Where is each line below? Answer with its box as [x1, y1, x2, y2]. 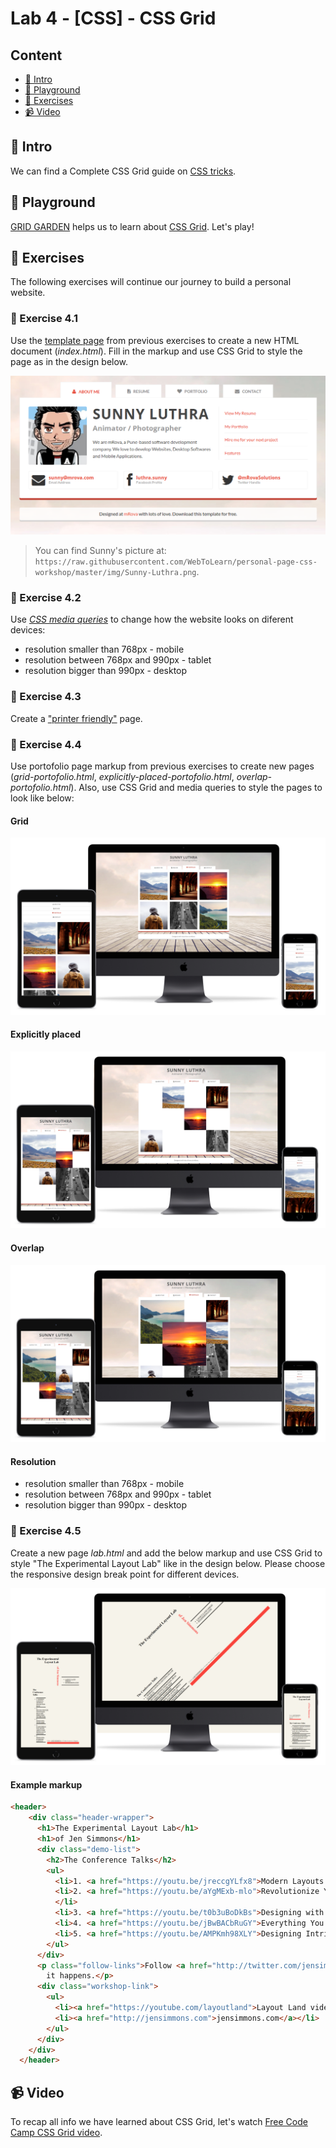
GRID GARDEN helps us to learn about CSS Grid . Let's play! [10, 220, 255, 232]
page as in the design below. [10, 355, 129, 367]
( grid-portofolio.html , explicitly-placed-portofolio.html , [10, 771, 235, 783]
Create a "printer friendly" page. [10, 712, 143, 724]
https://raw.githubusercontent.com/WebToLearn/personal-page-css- [34, 557, 318, 567]
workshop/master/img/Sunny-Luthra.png [34, 568, 197, 578]
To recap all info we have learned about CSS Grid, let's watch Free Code [10, 2116, 308, 2128]
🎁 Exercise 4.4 [10, 737, 82, 751]
